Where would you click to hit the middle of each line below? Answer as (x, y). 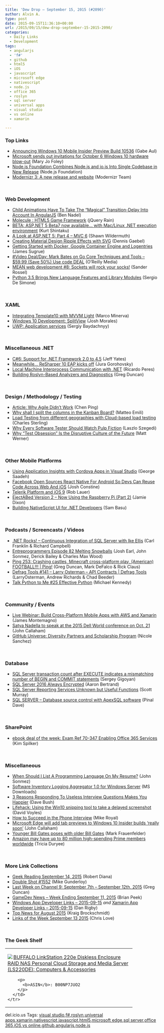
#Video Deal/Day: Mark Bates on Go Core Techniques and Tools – (79, 257)
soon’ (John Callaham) (35, 828)
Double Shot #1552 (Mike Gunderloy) (49, 882)
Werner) (21, 438)
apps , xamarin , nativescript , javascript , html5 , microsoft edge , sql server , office (81, 1020)
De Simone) (24, 283)
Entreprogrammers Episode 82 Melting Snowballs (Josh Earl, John (79, 551)
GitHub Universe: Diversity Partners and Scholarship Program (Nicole (82, 636)
